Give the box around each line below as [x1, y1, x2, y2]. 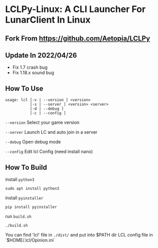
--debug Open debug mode [5, 139, 61, 145]
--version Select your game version [5, 119, 80, 126]
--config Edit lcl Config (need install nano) [5, 149, 93, 155]
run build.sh [5, 213, 32, 219]
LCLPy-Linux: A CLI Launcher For [5, 4, 146, 15]
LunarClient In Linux [5, 14, 91, 26]
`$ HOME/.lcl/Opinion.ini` [5, 237, 55, 243]
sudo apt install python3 [5, 186, 59, 191]
